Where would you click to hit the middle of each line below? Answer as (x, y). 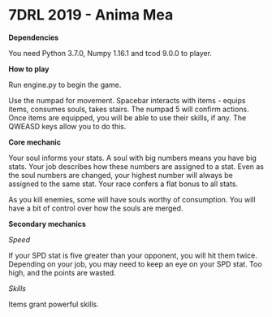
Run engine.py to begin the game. (65, 85)
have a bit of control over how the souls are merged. (96, 208)
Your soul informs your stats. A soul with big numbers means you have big (133, 158)
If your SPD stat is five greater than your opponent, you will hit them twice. (133, 255)
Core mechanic (35, 142)
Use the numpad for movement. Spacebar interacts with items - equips (127, 100)
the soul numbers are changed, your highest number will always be (121, 175)
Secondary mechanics (47, 224)
